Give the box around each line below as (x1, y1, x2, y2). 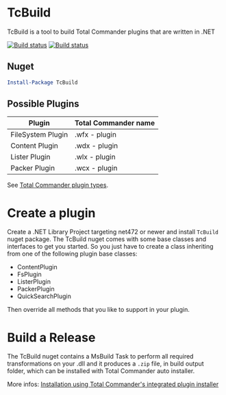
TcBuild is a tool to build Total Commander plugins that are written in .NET (7, 27, 216, 36)
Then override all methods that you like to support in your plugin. (7, 306, 190, 314)
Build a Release (7, 330, 96, 345)
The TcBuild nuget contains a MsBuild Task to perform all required (7, 352, 194, 361)
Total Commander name (74, 118, 155, 128)
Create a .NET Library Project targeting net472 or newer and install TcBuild (7, 228, 219, 236)
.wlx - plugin (74, 153, 116, 162)
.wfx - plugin (74, 130, 116, 139)
